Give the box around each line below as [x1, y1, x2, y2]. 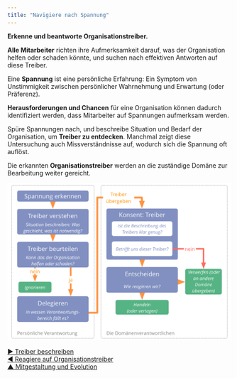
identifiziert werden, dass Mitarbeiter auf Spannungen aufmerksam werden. [7, 111, 229, 119]
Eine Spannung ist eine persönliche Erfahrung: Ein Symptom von [7, 75, 197, 83]
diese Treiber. [7, 60, 48, 69]
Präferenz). [7, 90, 40, 98]
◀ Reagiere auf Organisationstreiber [7, 355, 114, 364]
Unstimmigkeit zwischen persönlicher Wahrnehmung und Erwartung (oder [7, 82, 225, 90]
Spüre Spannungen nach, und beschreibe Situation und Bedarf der [7, 124, 202, 133]
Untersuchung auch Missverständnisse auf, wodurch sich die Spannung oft [7, 139, 228, 148]
